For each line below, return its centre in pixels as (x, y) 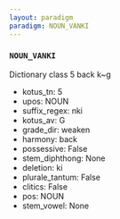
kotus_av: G (44, 120)
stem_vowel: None (56, 206)
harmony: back (50, 139)
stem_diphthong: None (64, 158)
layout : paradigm (41, 17)
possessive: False (55, 148)
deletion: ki (42, 167)
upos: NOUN (45, 101)
